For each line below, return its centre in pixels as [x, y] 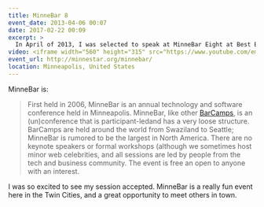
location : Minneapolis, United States [71, 67]
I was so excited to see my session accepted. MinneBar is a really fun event [130, 187]
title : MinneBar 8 [38, 15]
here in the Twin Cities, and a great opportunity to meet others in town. [123, 194]
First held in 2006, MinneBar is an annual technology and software [135, 104]
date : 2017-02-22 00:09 [47, 30]
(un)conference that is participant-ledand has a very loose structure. [138, 121]
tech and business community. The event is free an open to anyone [136, 163]
